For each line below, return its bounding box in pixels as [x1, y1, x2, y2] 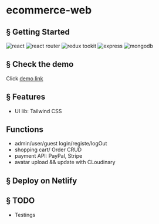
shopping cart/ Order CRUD [14, 146, 82, 153]
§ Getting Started [6, 27, 70, 37]
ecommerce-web [6, 4, 92, 17]
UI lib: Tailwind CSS [14, 107, 62, 114]
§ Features [6, 92, 46, 102]
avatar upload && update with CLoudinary [14, 159, 116, 166]
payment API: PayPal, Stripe [14, 152, 83, 159]
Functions [6, 124, 44, 135]
